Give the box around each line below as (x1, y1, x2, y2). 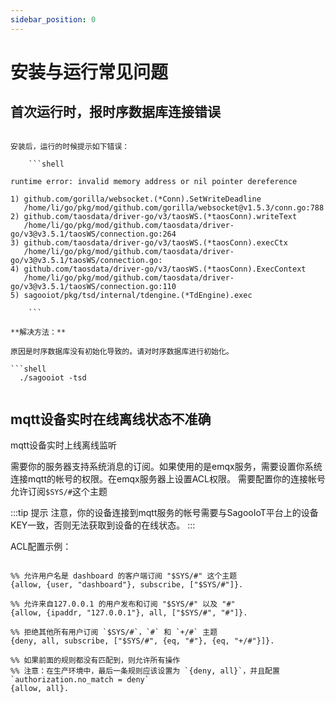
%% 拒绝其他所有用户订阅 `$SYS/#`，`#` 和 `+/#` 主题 (10, 627, 218, 638)
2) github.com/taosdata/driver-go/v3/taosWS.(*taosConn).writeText (10, 211, 298, 221)
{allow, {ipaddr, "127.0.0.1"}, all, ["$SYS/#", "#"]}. (10, 608, 248, 618)
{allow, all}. (10, 684, 70, 694)
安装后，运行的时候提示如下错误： (10, 141, 130, 151)
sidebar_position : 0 (10, 14, 97, 25)
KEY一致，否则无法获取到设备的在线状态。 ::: (10, 519, 196, 531)
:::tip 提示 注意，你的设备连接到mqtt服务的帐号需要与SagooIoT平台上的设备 (10, 507, 319, 519)
